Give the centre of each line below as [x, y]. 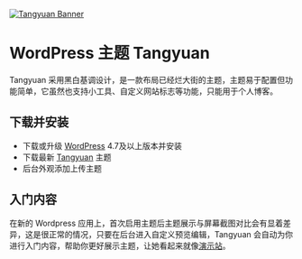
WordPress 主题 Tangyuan [110, 53]
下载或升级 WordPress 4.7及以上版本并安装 [102, 145]
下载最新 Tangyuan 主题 [67, 157]
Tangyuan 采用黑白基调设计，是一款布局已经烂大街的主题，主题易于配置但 [147, 79]
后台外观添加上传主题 [62, 168]
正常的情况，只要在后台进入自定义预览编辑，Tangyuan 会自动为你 [170, 234]
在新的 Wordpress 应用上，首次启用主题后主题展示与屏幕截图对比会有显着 [146, 223]
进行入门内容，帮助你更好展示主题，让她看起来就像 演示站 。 [120, 245]
